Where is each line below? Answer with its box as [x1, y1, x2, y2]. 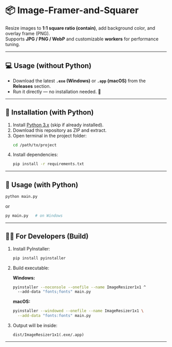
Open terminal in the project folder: [12, 132, 87, 138]
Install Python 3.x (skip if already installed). [12, 122, 104, 128]
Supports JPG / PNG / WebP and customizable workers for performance [5, 36, 159, 42]
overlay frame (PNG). [5, 30, 50, 36]
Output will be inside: [12, 322, 58, 329]
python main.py [5, 194, 38, 199]
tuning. [5, 41, 20, 47]
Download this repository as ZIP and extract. [12, 127, 107, 133]
